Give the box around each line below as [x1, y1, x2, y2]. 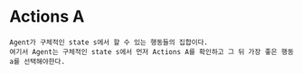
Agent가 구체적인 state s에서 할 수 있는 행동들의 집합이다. [9, 38, 209, 47]
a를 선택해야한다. [9, 57, 66, 66]
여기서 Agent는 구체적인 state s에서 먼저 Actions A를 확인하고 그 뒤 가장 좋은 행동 [9, 47, 294, 56]
